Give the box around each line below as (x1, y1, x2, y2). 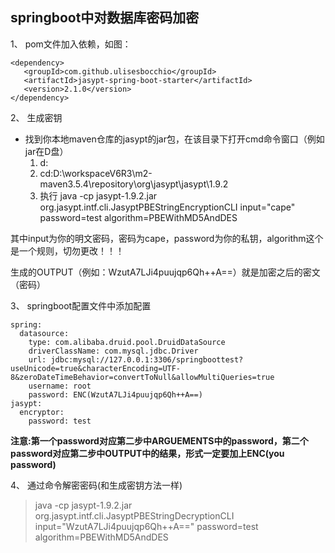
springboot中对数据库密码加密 (10, 9, 200, 27)
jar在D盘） (24, 145, 69, 157)
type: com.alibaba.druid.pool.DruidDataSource (28, 337, 226, 347)
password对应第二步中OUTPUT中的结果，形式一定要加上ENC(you (10, 447, 285, 459)
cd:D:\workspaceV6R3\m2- (39, 167, 153, 179)
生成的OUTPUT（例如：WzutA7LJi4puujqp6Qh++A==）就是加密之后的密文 (10, 266, 321, 278)
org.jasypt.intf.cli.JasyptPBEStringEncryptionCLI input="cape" (39, 201, 296, 213)
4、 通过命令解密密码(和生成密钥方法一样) (10, 479, 183, 491)
